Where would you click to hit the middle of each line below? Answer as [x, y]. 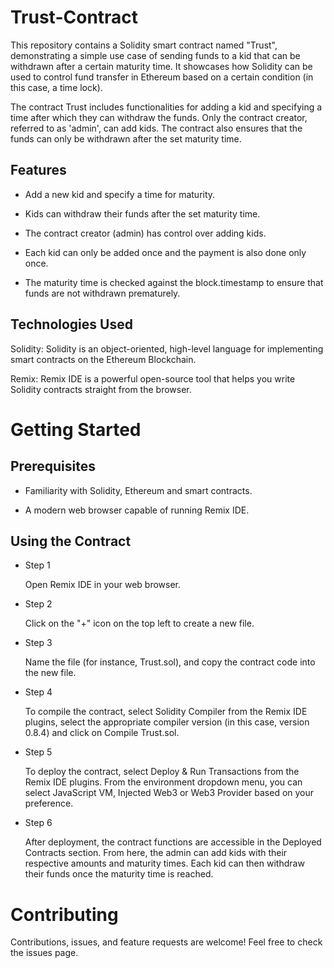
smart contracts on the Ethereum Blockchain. [103, 359]
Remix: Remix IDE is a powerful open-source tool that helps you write [153, 378]
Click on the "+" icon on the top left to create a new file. [139, 623]
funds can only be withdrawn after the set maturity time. [126, 138]
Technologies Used [71, 324]
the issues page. [44, 953]
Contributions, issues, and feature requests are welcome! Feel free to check [166, 942]
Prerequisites [53, 466]
